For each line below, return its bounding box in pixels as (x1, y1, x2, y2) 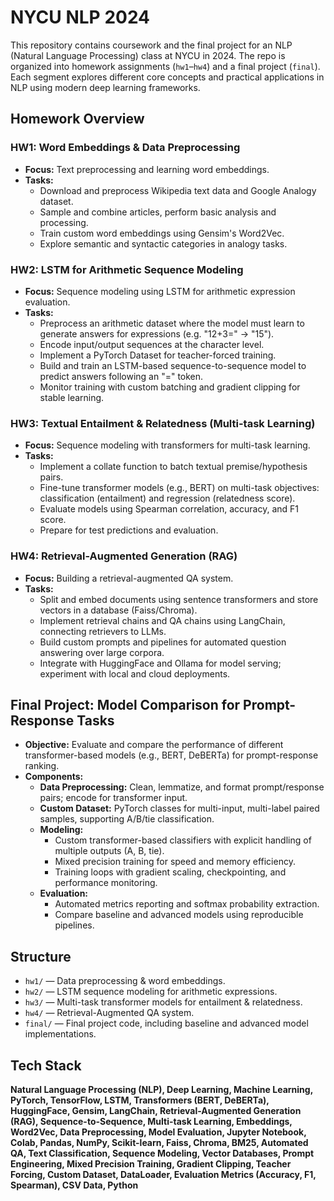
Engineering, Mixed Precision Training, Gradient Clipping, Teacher (10, 1157, 292, 1170)
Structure (10, 948, 72, 965)
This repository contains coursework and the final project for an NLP (10, 39, 293, 51)
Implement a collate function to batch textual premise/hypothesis (39, 461, 308, 473)
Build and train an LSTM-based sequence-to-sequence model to (39, 359, 307, 371)
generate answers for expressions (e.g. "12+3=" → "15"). (39, 327, 275, 340)
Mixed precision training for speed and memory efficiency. (54, 856, 296, 868)
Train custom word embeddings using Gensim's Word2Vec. (39, 227, 285, 239)
